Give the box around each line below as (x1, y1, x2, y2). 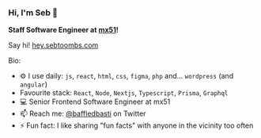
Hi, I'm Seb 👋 (8, 7, 58, 18)
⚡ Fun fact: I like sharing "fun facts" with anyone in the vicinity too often (19, 121, 254, 130)
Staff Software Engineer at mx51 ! (8, 25, 119, 35)
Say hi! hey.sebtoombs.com (8, 40, 99, 50)
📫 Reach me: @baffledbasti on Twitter (19, 109, 146, 118)
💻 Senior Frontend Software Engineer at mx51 (19, 97, 171, 106)
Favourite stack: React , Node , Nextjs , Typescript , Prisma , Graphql (19, 88, 229, 98)
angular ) (19, 79, 48, 90)
